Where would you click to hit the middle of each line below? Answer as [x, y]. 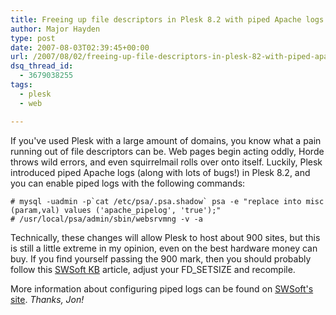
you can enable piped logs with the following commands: [128, 183]
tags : [21, 85]
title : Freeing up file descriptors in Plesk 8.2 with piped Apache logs [167, 19]
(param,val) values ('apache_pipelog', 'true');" [116, 210]
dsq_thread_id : [42, 66]
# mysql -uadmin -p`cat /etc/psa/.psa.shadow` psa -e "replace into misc [167, 201]
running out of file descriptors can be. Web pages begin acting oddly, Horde [167, 151]
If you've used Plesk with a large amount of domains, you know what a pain [166, 140]
